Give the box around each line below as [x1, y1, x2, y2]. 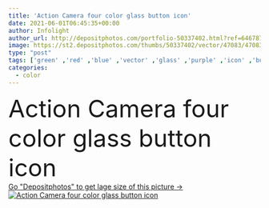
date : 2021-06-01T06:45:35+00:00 [8, 19, 120, 27]
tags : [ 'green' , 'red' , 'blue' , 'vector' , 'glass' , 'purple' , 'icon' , [8, 57, 253, 65]
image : [8, 42, 30, 50]
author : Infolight [8, 26, 70, 34]
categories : [8, 64, 48, 72]
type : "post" [8, 49, 52, 57]
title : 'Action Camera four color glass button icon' [8, 11, 192, 20]
